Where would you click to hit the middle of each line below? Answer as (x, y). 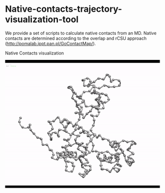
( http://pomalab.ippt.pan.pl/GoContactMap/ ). (51, 43)
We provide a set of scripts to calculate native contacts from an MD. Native (81, 33)
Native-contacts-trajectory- (64, 9)
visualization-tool (42, 19)
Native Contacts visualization (35, 53)
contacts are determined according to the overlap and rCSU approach (76, 38)
